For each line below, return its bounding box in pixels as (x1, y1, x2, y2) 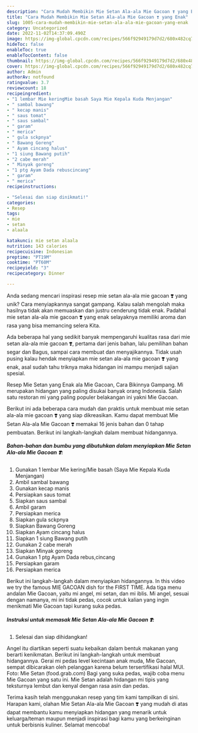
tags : (6, 211, 20, 216)
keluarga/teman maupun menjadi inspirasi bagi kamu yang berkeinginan (6, 715, 181, 722)
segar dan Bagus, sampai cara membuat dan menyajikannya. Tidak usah (6, 348, 182, 355)
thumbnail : (6, 58, 33, 64)
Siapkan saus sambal (15, 497, 67, 504)
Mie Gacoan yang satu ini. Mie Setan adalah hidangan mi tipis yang (6, 676, 169, 683)
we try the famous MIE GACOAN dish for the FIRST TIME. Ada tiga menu (6, 584, 182, 591)
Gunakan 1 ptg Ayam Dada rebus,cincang (15, 554, 115, 561)
